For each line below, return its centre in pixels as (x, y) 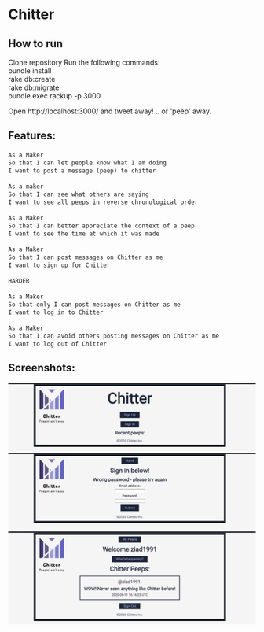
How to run (36, 44)
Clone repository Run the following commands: (84, 62)
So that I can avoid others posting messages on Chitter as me (114, 336)
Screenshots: (42, 368)
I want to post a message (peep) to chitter (82, 171)
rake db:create (32, 79)
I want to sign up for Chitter (59, 265)
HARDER (19, 281)
